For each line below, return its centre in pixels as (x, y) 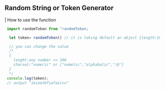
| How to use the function (30, 20)
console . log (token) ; (28, 78)
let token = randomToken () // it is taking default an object (73, 38)
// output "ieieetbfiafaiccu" (38, 83)
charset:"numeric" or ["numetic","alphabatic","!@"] (69, 65)
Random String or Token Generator (59, 8)
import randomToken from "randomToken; (48, 29)
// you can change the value (39, 46)
